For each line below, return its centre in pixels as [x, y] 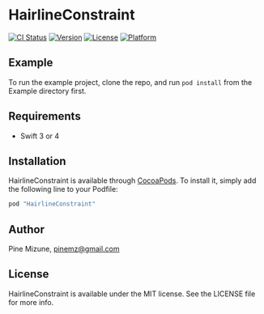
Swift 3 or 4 [40, 136]
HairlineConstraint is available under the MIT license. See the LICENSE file [132, 294]
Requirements [45, 116]
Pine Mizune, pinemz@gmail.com [64, 249]
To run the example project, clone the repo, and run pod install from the [130, 82]
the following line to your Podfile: [64, 189]
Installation [37, 161]
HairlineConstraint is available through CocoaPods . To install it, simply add [132, 180]
